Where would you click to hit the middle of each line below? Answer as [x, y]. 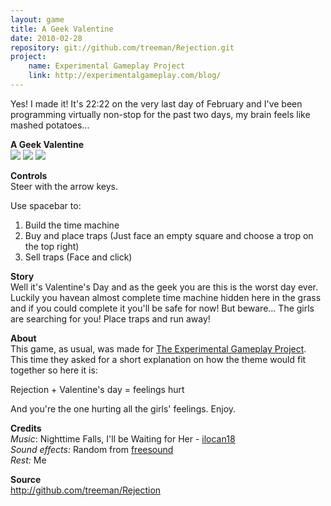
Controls [29, 175]
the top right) [52, 246]
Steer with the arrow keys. [64, 186]
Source [26, 479]
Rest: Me [28, 460]
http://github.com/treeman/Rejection [86, 490]
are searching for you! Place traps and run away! [110, 318]
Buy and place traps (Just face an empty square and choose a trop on [169, 235]
